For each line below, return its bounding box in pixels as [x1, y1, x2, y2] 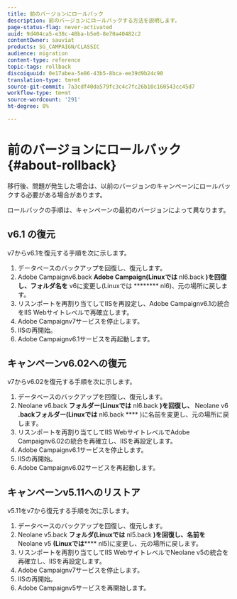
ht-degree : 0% [7, 103, 50, 110]
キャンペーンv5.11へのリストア [7, 486, 140, 498]
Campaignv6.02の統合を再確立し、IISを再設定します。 [17, 437, 177, 446]
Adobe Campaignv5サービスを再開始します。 [17, 583, 150, 593]
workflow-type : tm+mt [7, 89, 72, 97]
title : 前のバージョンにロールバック [7, 10, 104, 18]
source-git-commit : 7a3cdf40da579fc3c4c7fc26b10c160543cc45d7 [7, 83, 195, 90]
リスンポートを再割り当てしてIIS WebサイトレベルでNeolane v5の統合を [17, 548, 229, 557]
